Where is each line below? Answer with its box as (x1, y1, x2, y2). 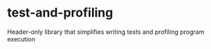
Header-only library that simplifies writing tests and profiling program (7, 28, 205, 36)
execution (7, 35, 36, 43)
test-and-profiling (7, 5, 113, 21)
